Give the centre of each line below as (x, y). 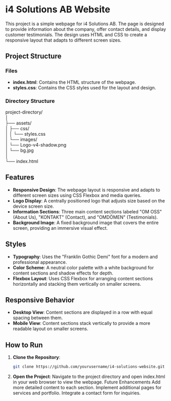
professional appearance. (40, 262)
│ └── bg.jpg (20, 150)
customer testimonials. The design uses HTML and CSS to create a (76, 34)
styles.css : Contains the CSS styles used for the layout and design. (84, 87)
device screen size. (33, 206)
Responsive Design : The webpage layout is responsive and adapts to (86, 190)
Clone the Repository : (36, 357)
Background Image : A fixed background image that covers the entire (86, 223)
